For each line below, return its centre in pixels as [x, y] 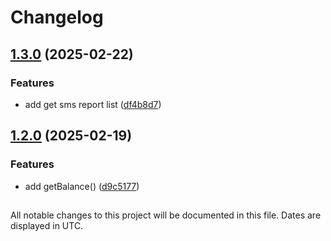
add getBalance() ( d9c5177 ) [82, 186]
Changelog [57, 17]
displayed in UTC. [47, 225]
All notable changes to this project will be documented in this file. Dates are [166, 215]
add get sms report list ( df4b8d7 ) [93, 104]
